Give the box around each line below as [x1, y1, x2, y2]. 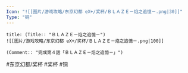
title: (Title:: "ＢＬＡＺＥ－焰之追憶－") [6, 31, 106, 37]
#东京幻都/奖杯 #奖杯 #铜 [6, 61, 68, 68]
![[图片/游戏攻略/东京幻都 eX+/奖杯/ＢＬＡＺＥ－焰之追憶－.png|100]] [6, 38, 164, 44]
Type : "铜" [6, 14, 33, 20]
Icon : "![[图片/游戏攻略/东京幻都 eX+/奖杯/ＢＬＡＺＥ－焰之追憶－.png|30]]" [6, 8, 183, 15]
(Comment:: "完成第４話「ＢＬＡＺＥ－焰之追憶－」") [6, 49, 124, 55]
